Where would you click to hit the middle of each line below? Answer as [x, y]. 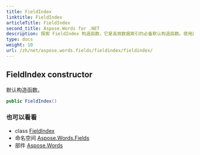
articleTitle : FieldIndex [38, 23]
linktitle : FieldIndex [34, 17]
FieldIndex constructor [49, 75]
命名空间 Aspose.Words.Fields [52, 138]
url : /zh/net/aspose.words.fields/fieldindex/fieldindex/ [79, 51]
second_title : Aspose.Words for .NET [53, 28]
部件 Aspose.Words [39, 145]
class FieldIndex [35, 131]
